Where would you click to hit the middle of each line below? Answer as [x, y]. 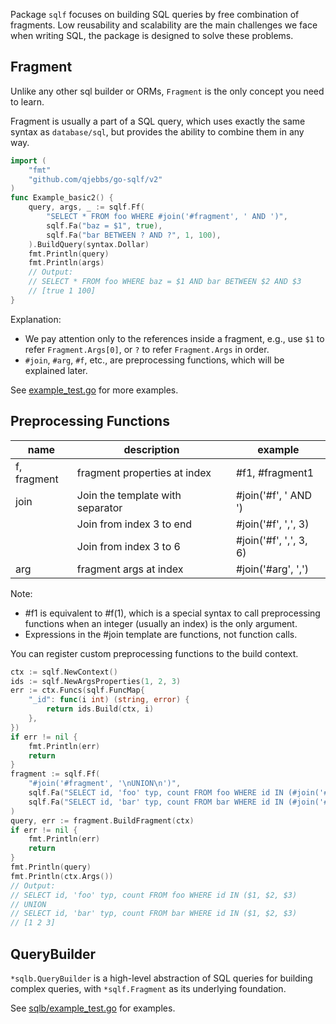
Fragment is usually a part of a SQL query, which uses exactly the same [158, 121]
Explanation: [36, 319]
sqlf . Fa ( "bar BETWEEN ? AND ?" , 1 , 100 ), [134, 235]
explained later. [56, 370]
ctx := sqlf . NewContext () [64, 672]
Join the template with [129, 495]
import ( [28, 160]
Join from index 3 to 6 [128, 546]
